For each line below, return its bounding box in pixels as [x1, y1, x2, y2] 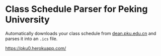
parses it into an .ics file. [5, 36, 58, 42]
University [5, 14, 50, 25]
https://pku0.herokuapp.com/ [5, 45, 66, 51]
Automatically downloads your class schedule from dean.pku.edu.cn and [5, 30, 156, 36]
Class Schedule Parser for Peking [5, 3, 148, 15]
